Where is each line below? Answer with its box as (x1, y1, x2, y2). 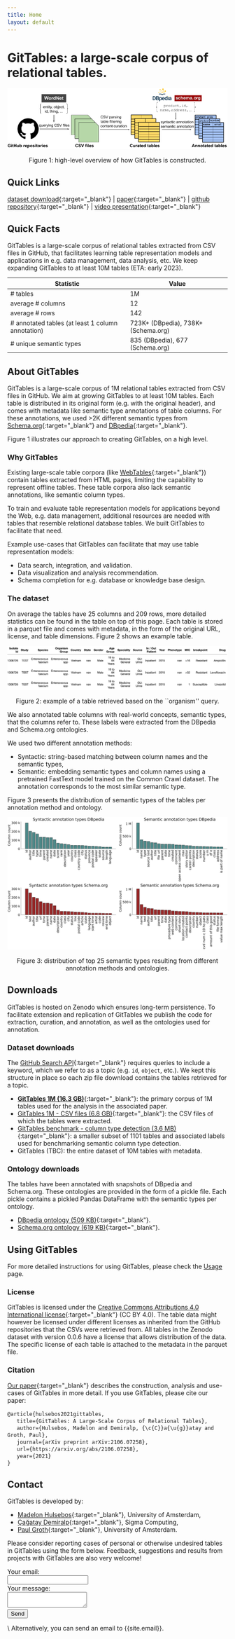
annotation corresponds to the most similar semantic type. (17, 782, 186, 790)
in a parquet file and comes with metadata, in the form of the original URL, (7, 624, 220, 633)
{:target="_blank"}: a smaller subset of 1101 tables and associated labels (17, 1132, 225, 1140)
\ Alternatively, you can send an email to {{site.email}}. (7, 1624, 164, 1633)
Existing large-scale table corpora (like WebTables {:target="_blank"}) (7, 468, 206, 476)
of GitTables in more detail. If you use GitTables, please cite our (25, 1388, 208, 1397)
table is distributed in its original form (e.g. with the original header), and (7, 399, 215, 408)
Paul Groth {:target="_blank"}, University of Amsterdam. (17, 1525, 178, 1534)
